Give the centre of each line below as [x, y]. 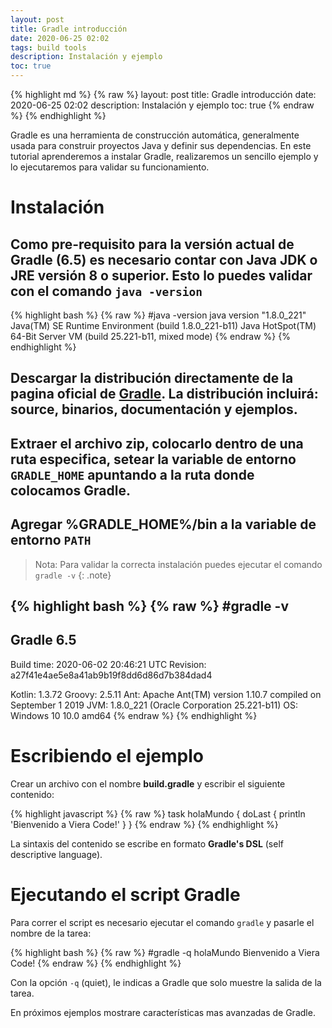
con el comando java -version [106, 291]
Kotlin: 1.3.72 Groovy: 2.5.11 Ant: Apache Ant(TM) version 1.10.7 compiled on [166, 694]
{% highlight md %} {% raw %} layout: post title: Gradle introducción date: [163, 94]
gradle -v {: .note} [73, 575]
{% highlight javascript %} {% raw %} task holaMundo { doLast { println [158, 813]
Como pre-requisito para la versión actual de [152, 244]
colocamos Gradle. [71, 490]
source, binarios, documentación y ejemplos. [154, 409]
